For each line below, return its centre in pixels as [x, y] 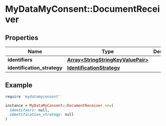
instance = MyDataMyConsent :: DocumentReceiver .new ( [59, 105]
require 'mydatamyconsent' [33, 96]
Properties [22, 38]
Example [19, 85]
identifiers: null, [30, 110]
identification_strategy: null [42, 115]
